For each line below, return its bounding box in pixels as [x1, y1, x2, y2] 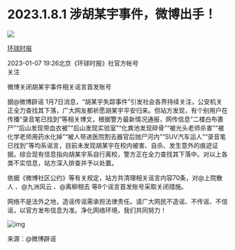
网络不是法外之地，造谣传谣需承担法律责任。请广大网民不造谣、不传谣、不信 [7, 197, 228, 205]
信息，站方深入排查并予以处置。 [25, 158, 117, 167]
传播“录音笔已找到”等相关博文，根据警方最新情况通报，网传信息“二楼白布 [7, 115, 218, 123]
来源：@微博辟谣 [7, 234, 57, 242]
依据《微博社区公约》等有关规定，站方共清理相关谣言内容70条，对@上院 [7, 173, 217, 182]
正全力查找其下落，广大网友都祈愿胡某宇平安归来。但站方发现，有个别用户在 [7, 106, 228, 114]
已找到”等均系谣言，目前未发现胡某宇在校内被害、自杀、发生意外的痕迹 [7, 141, 213, 149]
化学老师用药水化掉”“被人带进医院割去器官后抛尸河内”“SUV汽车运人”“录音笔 [7, 132, 227, 141]
